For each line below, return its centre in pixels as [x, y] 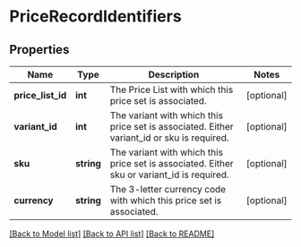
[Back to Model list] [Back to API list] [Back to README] [112, 234]
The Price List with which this [172, 89]
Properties [39, 50]
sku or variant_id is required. [170, 175]
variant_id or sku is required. [170, 138]
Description [174, 75]
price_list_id [40, 95]
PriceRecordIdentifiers [95, 17]
